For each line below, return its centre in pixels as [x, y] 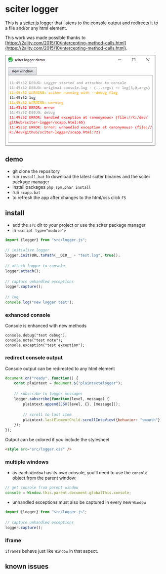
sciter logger [32, 9]
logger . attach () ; [23, 271]
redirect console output [34, 358]
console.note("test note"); [34, 340]
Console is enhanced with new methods [46, 326]
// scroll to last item [47, 414]
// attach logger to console [35, 266]
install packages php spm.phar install [52, 187]
